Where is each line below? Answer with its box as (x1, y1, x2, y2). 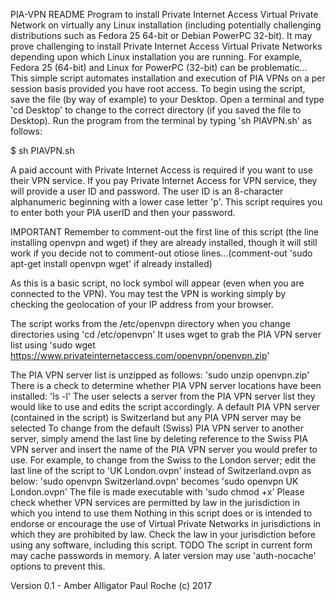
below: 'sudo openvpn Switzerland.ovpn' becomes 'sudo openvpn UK (10, 475, 299, 487)
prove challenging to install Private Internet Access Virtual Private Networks (10, 40, 323, 52)
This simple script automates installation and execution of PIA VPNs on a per (10, 72, 326, 84)
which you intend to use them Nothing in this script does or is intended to (10, 507, 313, 519)
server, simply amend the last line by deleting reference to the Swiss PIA (10, 433, 308, 444)
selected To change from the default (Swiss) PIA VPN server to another (10, 422, 305, 434)
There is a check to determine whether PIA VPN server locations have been (10, 380, 322, 391)
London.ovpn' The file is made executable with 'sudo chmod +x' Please (10, 486, 305, 498)
